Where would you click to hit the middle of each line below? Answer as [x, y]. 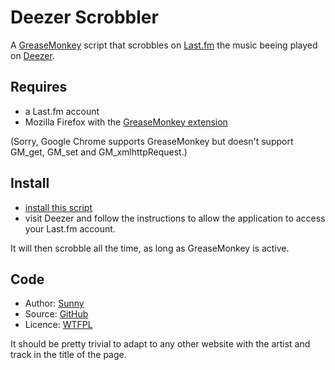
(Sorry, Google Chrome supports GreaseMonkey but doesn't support [152, 141]
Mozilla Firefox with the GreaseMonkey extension [126, 122]
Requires [39, 87]
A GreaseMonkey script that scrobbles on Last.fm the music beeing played [164, 45]
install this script [58, 207]
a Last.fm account [62, 111]
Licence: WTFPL [58, 325]
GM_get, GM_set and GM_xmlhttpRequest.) [99, 152]
